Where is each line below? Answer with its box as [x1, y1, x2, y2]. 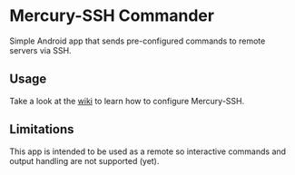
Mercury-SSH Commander [9, 5, 215, 26]
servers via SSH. [9, 44, 72, 55]
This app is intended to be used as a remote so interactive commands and [9, 146, 287, 157]
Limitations [9, 122, 74, 137]
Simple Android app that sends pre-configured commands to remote [9, 35, 266, 46]
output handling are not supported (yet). [9, 155, 160, 166]
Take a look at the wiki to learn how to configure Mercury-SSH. [9, 95, 245, 106]
